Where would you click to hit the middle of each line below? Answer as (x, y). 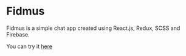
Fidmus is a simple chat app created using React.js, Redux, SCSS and (93, 28)
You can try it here (29, 46)
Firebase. (18, 34)
